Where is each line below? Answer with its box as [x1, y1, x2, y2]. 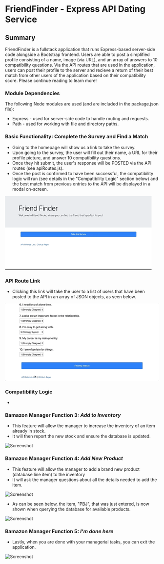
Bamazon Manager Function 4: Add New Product [5, 455, 123, 462]
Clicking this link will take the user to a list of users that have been [12, 288, 145, 294]
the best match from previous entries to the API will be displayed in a [12, 180, 151, 187]
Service [5, 14, 38, 25]
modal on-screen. [12, 186, 48, 192]
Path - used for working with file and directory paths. [12, 121, 119, 127]
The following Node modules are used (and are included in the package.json [5, 101, 159, 107]
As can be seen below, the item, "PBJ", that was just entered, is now [12, 501, 150, 507]
